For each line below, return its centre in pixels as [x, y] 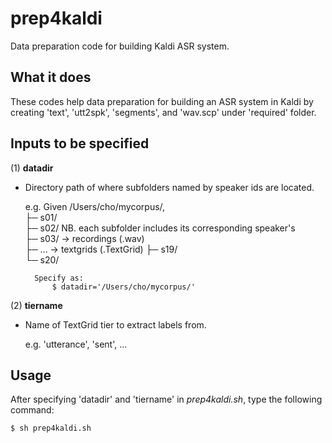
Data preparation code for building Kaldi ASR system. [120, 46]
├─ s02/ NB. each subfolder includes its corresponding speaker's [160, 228]
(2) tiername [36, 305]
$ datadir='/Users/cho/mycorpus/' [123, 287]
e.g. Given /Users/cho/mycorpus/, [95, 206]
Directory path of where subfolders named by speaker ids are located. [169, 187]
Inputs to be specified [80, 143]
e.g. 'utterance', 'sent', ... [76, 344]
